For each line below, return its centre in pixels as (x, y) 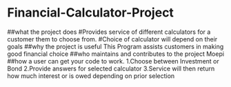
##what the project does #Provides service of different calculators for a (109, 32)
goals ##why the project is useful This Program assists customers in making (115, 46)
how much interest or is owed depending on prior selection (91, 76)
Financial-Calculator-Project (91, 13)
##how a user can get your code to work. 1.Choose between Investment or (113, 61)
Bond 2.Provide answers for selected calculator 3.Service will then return (111, 68)
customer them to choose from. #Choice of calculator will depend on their (112, 39)
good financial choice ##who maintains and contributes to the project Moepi (116, 54)
